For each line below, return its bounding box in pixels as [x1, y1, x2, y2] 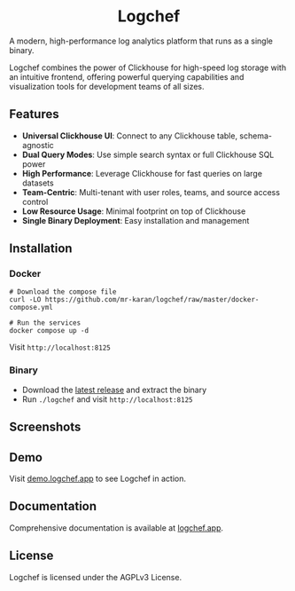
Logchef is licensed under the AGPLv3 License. [9, 571, 182, 582]
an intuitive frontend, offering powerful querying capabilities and [9, 71, 245, 82]
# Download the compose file [9, 288, 117, 296]
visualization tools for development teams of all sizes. [9, 81, 206, 91]
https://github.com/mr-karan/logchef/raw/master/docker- [44, 295, 260, 304]
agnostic [21, 139, 55, 150]
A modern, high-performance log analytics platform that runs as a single [9, 35, 273, 46]
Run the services [17, 319, 82, 327]
